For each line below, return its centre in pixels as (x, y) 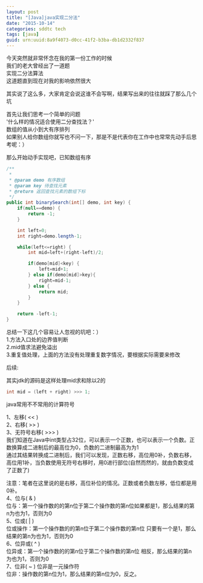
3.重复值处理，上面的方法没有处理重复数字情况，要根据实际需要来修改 (93, 355)
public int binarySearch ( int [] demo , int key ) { (69, 203)
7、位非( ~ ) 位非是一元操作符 (43, 566)
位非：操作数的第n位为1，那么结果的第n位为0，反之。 (73, 574)
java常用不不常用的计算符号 (40, 404)
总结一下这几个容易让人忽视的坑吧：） (54, 332)
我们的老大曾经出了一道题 (38, 65)
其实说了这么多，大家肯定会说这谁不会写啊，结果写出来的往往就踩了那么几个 (101, 94)
